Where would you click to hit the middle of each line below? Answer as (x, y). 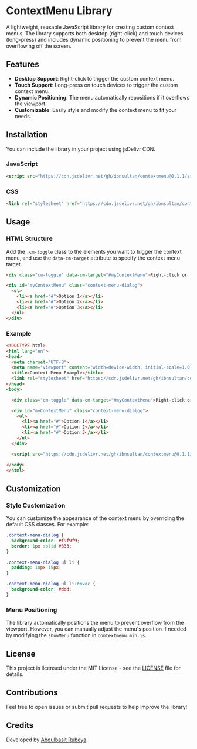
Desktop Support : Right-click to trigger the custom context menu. (94, 78)
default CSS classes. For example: (47, 525)
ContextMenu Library (59, 11)
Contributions (32, 693)
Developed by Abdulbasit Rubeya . (47, 740)
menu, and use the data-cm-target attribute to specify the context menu (93, 258)
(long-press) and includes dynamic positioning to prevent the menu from (94, 39)
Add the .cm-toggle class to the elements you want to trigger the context (94, 251)
